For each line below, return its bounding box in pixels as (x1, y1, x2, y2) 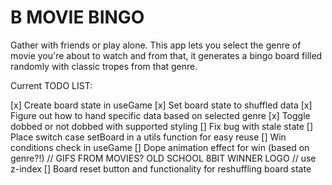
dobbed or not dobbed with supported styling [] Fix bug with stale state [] (10, 120, 314, 132)
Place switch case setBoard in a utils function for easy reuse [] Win (10, 131, 287, 143)
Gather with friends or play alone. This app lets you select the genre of (10, 39, 302, 51)
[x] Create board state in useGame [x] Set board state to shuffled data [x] (10, 99, 313, 111)
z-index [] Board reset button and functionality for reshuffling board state (10, 162, 312, 175)
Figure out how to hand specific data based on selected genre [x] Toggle (10, 109, 311, 121)
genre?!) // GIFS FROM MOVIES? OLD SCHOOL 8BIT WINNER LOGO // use (10, 152, 317, 164)
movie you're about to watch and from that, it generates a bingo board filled (10, 49, 323, 61)
